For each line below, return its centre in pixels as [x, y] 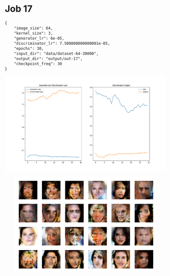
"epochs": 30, [29, 48]
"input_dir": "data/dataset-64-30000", [56, 53]
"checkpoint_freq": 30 [38, 64]
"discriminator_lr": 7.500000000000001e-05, [62, 43]
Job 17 [19, 9]
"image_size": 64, [33, 28]
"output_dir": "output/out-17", [48, 59]
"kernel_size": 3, [33, 33]
